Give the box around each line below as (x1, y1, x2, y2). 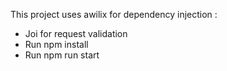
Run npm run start (24, 49, 100, 61)
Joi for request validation (24, 28, 128, 39)
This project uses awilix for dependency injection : (10, 9, 218, 20)
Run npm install (24, 39, 89, 50)
